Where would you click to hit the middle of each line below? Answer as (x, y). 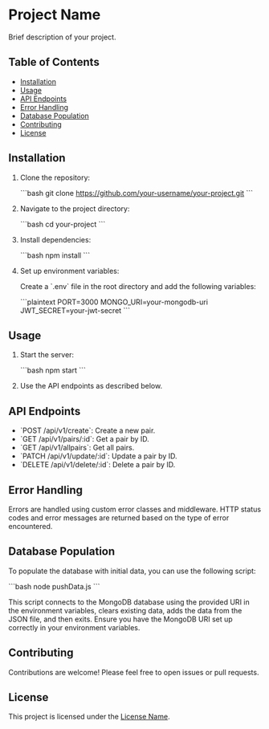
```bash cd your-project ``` (63, 224)
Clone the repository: (55, 177)
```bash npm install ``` (55, 255)
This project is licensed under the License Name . (89, 717)
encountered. (31, 526)
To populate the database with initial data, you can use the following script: (132, 571)
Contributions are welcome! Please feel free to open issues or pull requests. (134, 672)
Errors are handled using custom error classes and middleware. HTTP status (135, 509)
